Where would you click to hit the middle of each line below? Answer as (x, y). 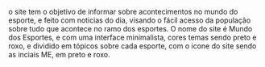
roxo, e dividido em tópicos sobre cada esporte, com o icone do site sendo (132, 46)
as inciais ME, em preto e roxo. (59, 54)
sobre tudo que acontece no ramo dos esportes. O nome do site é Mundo (130, 29)
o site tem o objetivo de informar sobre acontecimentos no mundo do (123, 12)
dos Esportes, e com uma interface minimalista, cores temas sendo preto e (132, 37)
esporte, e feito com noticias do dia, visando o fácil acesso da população (130, 20)
